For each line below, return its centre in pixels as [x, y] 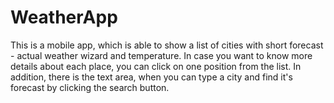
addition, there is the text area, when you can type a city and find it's [151, 77]
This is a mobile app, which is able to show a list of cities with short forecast [167, 45]
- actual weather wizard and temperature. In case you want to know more [161, 55]
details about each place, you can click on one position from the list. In [156, 66]
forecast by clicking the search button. [90, 87]
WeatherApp [64, 17]
